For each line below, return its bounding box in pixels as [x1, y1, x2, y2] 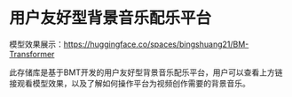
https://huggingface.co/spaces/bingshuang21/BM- [63, 39, 249, 49]
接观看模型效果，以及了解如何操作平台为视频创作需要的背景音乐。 [9, 78, 250, 88]
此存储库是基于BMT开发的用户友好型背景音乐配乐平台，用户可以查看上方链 [9, 67, 283, 78]
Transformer [9, 48, 55, 59]
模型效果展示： [9, 39, 64, 49]
